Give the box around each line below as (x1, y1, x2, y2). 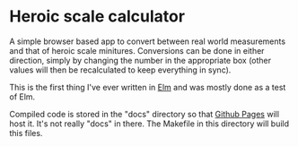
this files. (9, 127, 43, 138)
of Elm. (9, 91, 36, 102)
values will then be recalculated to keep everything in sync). (9, 64, 232, 75)
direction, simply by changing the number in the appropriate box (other (9, 55, 272, 65)
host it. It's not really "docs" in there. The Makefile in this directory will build (9, 118, 290, 129)
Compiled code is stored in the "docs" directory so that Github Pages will (9, 108, 280, 119)
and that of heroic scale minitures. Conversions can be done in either (9, 45, 265, 56)
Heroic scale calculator (9, 6, 186, 27)
